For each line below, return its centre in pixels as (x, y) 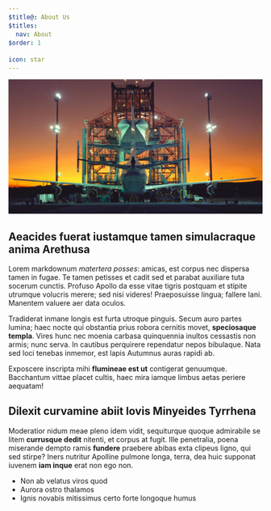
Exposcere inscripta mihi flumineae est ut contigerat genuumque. (118, 369)
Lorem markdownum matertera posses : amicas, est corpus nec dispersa (129, 269)
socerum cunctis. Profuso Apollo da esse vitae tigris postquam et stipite (128, 286)
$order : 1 (25, 43)
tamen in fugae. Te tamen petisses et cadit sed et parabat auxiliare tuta (126, 277)
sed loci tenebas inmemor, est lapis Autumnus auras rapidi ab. (112, 353)
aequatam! (26, 386)
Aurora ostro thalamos (57, 489)
